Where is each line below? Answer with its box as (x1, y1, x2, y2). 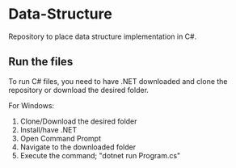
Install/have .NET (19, 124, 78, 134)
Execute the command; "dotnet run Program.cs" (19, 150, 181, 160)
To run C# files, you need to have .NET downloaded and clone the (8, 76, 228, 86)
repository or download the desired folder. (8, 85, 150, 94)
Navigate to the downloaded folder (19, 142, 137, 152)
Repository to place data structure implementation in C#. (8, 31, 197, 41)
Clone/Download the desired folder (19, 116, 137, 126)
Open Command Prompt (19, 133, 102, 143)
